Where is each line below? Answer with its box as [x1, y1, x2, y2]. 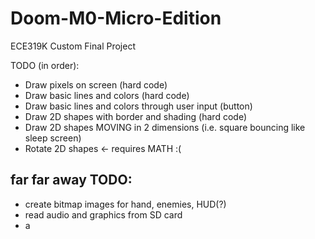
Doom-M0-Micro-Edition [10, 7, 222, 30]
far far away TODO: [10, 172, 133, 189]
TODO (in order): [10, 59, 80, 71]
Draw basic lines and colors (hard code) [24, 89, 190, 101]
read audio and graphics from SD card [24, 208, 183, 221]
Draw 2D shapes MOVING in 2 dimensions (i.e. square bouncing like [24, 121, 306, 133]
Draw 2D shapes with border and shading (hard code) [24, 110, 247, 122]
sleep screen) [24, 132, 82, 144]
